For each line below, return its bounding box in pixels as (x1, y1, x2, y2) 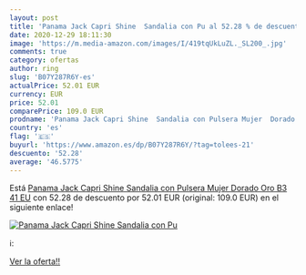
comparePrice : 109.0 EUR (9, 107, 104, 116)
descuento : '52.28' (9, 148, 84, 158)
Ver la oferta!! (9, 256, 61, 267)
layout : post (9, 13, 59, 23)
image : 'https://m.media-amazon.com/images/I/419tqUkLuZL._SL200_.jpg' (9, 38, 287, 48)
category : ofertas (9, 56, 79, 65)
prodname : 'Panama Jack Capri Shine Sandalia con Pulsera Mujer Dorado (9, 115, 296, 124)
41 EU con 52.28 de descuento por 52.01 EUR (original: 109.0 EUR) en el (9, 192, 280, 203)
